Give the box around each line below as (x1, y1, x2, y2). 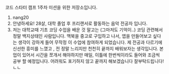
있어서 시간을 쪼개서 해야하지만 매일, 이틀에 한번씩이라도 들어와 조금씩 (22, 52, 160, 58)
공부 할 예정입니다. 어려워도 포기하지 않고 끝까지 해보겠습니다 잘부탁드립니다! (12, 58, 164, 64)
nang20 (12, 15, 29, 20)
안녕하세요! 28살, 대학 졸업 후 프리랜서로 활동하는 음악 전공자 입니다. (12, 21, 148, 26)
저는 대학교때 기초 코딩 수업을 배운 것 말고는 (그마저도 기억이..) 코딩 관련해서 (12, 27, 163, 33)
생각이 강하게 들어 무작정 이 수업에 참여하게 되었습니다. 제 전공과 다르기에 (18, 39, 163, 45)
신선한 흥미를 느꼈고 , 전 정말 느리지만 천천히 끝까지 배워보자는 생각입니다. (12, 46, 158, 51)
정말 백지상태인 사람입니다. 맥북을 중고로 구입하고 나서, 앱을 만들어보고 (12, 33, 152, 39)
